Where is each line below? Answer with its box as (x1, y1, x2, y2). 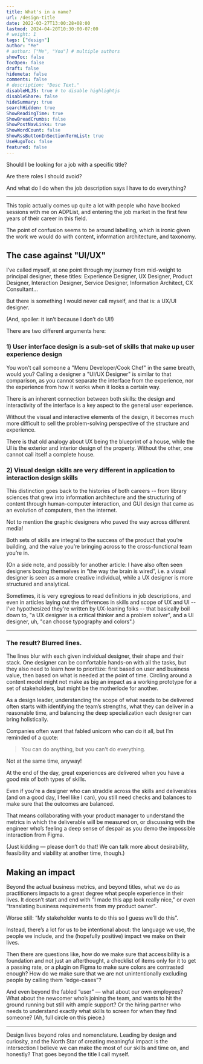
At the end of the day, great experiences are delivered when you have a (6, 769, 184, 777)
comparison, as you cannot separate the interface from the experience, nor (6, 376, 194, 384)
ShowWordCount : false (6, 127, 61, 133)
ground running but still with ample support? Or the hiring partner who (6, 1001, 181, 1008)
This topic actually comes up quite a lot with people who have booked (6, 201, 180, 209)
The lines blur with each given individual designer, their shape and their (6, 652, 184, 660)
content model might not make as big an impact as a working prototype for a (6, 678, 197, 686)
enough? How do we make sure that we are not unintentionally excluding (6, 970, 187, 977)
